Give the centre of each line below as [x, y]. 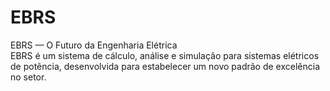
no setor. [28, 77]
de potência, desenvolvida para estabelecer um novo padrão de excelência [165, 66]
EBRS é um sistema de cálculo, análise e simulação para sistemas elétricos [165, 55]
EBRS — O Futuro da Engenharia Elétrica [94, 45]
